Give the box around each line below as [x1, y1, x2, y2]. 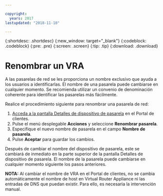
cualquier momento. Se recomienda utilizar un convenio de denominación [5, 87, 153, 92]
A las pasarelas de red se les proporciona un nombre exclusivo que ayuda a [5, 76, 157, 82]
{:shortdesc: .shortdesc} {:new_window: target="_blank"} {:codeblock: [5, 38, 147, 44]
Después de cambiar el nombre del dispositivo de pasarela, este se [5, 146, 140, 152]
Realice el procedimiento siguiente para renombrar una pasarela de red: [5, 101, 149, 107]
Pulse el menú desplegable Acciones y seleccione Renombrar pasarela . [12, 121, 158, 127]
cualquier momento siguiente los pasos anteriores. [5, 161, 107, 167]
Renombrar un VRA [5, 60, 84, 71]
